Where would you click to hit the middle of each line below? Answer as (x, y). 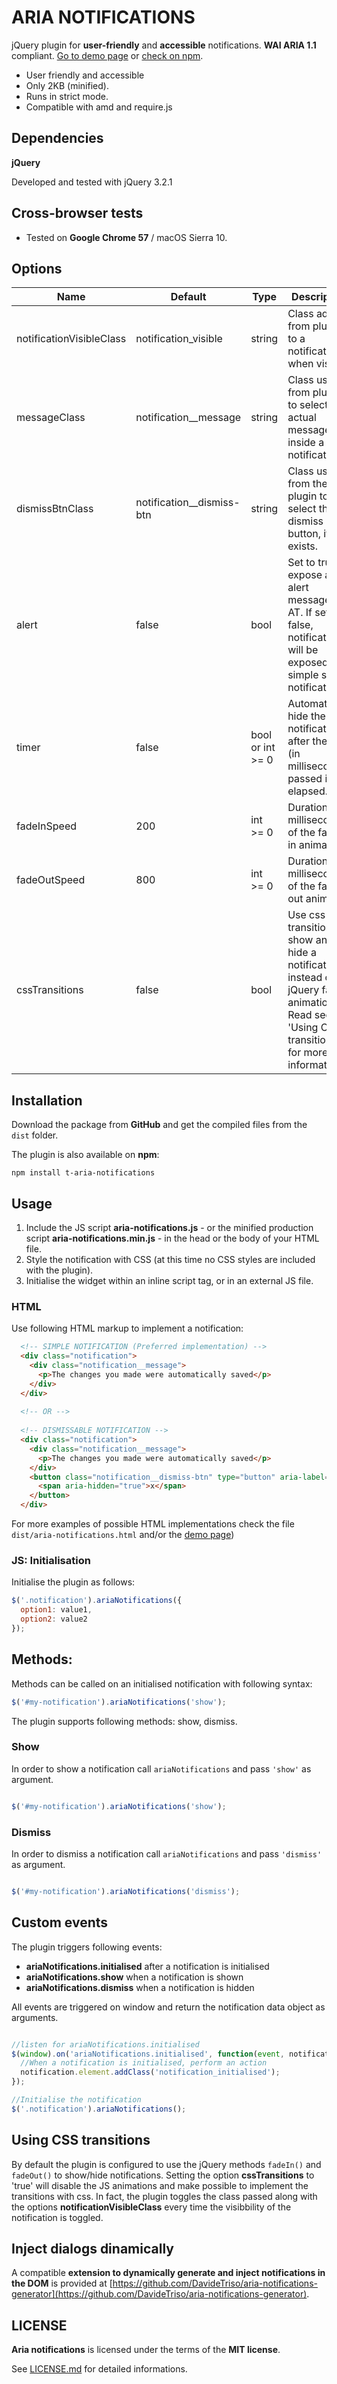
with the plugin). (59, 1270)
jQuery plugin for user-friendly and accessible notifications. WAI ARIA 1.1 (164, 45)
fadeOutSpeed (51, 880)
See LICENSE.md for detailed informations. (99, 2369)
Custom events (60, 1922)
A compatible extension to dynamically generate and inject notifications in (168, 2273)
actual (302, 418)
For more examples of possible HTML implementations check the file (153, 1524)
